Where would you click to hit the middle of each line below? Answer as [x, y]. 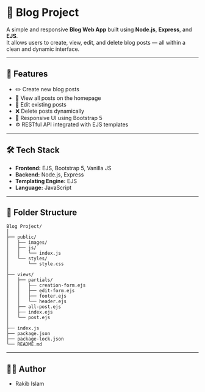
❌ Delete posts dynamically [49, 111]
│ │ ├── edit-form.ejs [41, 291]
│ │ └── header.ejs [37, 302]
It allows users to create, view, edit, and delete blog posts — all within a [96, 42]
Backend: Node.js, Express [49, 175]
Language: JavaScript [43, 187]
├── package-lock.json [35, 339]
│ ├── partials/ [30, 280]
